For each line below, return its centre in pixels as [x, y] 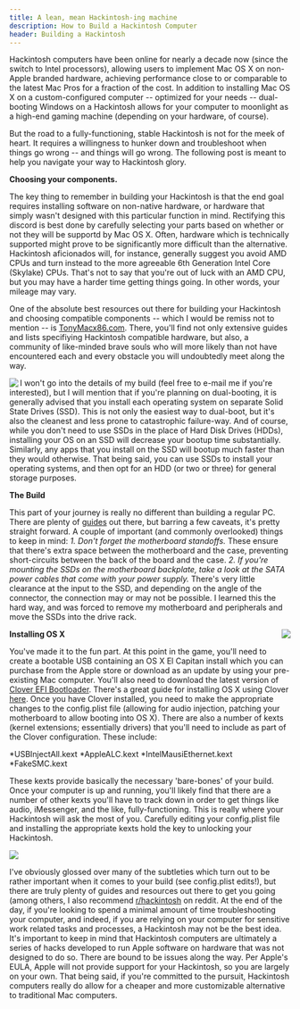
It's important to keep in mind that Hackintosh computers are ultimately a [143, 938]
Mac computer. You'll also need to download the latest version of [159, 680]
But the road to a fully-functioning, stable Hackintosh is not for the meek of [147, 134]
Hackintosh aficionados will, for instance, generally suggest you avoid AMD [148, 254]
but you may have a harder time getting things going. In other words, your [145, 282]
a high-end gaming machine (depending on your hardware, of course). [139, 116]
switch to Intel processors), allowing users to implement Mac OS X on [137, 69]
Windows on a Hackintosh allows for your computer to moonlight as [164, 107]
